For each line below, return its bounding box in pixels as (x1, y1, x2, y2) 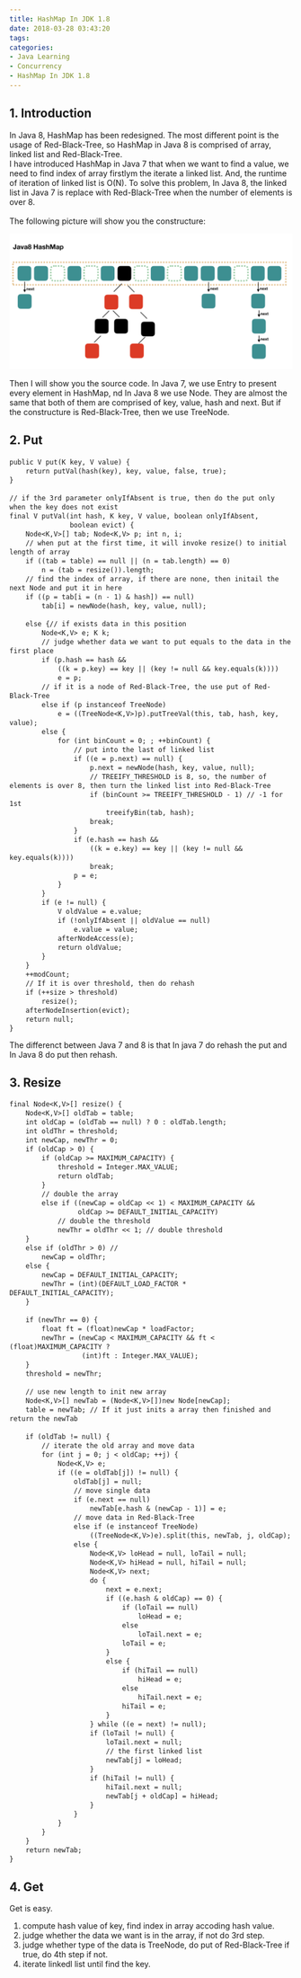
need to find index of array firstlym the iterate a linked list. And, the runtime (9, 167, 288, 179)
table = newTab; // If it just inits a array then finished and (25, 1406, 271, 1415)
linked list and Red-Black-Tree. (9, 148, 123, 159)
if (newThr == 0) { (25, 1316, 99, 1325)
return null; (25, 1015, 75, 1024)
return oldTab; (57, 1172, 115, 1181)
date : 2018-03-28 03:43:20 (9, 23, 111, 33)
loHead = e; (137, 1612, 182, 1621)
